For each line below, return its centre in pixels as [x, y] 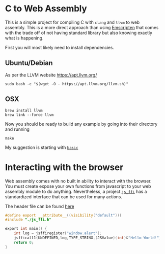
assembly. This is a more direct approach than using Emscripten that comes [82, 27]
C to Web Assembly [46, 9]
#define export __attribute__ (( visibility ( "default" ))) [63, 215]
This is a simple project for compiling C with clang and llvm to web [72, 22]
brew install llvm [24, 110]
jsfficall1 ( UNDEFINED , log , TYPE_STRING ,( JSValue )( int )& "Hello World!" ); [89, 238]
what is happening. [24, 38]
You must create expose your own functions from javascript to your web [78, 186]
